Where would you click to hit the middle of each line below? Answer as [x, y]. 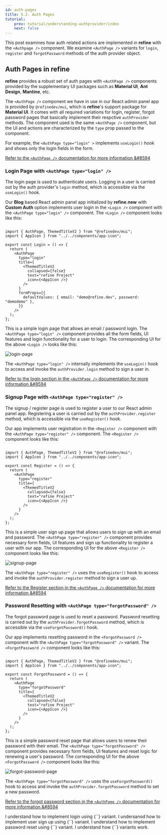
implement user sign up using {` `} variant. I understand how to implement [80, 821]
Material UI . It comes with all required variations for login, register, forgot [80, 112]
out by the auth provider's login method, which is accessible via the [75, 187]
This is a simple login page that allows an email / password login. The [76, 329]
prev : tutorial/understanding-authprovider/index [67, 24]
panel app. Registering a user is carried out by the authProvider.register [81, 413]
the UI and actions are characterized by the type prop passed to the [75, 128]
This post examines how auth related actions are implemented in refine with [83, 43]
